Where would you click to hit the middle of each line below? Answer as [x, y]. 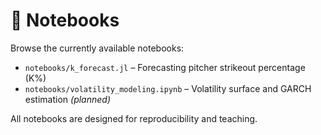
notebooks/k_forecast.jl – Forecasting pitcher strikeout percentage [165, 67]
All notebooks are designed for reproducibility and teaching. [134, 118]
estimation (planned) [67, 99]
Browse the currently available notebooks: [97, 48]
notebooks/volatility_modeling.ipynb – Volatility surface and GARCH [168, 88]
